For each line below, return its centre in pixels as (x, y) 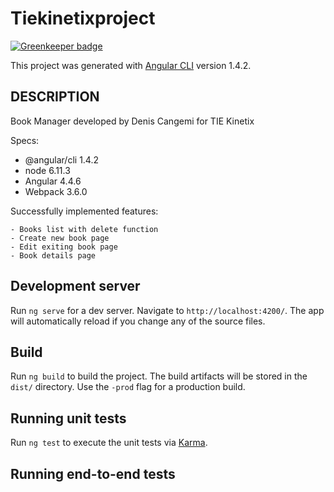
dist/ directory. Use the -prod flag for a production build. (128, 387)
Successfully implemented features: (84, 211)
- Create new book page (60, 238)
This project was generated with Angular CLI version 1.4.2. (131, 65)
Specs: (25, 140)
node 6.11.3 (47, 170)
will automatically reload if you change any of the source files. (138, 321)
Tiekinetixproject (83, 18)
